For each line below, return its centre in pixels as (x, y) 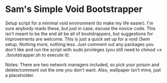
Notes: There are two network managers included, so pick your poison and (82, 64)
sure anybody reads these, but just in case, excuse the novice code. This (80, 28)
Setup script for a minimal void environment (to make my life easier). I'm (79, 23)
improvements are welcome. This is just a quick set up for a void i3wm (77, 39)
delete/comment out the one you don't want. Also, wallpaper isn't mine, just (83, 70)
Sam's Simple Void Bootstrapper (74, 9)
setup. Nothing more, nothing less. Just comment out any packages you (79, 44)
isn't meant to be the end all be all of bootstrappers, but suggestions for (79, 33)
